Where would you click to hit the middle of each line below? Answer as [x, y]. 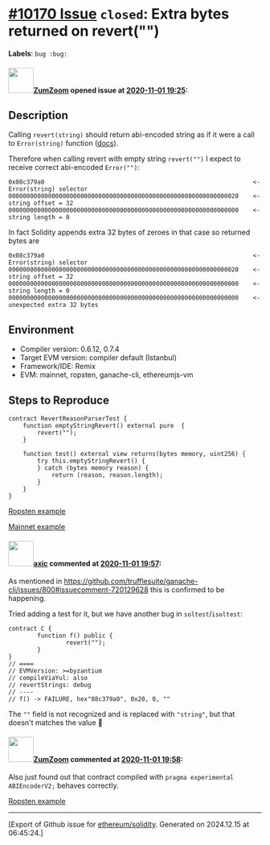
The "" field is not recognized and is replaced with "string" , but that [122, 715]
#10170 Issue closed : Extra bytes [119, 14]
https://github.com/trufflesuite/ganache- [131, 582]
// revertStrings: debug [50, 686]
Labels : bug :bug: [38, 53]
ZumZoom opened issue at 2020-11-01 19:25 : [111, 90]
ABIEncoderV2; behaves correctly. [63, 785]
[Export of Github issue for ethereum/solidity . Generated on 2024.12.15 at [129, 824]
